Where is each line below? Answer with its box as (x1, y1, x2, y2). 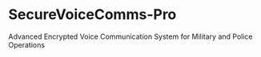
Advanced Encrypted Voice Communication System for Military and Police (8, 32, 254, 41)
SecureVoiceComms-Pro (8, 6, 177, 24)
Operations (8, 40, 46, 49)
